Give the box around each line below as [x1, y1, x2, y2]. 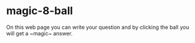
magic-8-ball [6, 4, 73, 18]
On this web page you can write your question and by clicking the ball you [6, 24, 190, 31]
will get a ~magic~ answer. [6, 29, 73, 37]
